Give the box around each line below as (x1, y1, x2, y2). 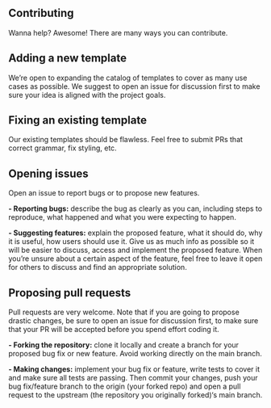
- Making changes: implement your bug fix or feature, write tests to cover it (8, 364, 261, 374)
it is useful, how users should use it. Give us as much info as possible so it (8, 237, 255, 246)
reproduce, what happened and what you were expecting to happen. (8, 212, 236, 222)
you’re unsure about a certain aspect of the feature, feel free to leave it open (8, 254, 263, 263)
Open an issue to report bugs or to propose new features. (8, 188, 200, 198)
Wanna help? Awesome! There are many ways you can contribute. (8, 27, 228, 37)
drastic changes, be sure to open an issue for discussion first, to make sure (8, 316, 259, 326)
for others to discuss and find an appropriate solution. (8, 263, 187, 272)
